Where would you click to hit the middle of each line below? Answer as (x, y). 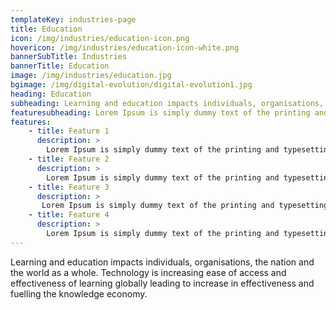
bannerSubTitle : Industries (69, 57)
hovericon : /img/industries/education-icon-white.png (125, 47)
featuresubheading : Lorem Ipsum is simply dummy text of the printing (160, 112)
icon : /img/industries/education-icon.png (100, 38)
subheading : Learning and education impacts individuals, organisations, (167, 103)
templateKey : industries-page (73, 19)
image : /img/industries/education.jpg (91, 76)
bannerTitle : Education (60, 66)
